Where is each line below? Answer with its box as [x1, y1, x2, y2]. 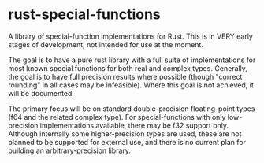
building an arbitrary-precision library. [8, 146, 132, 155]
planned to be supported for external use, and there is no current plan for [8, 137, 247, 146]
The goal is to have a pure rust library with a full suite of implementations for [8, 55, 256, 65]
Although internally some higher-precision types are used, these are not [8, 128, 242, 139]
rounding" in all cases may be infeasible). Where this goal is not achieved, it [8, 80, 254, 90]
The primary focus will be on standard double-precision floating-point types [8, 104, 255, 113]
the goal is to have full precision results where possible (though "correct [8, 72, 243, 81]
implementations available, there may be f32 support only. [39, 120, 229, 130]
